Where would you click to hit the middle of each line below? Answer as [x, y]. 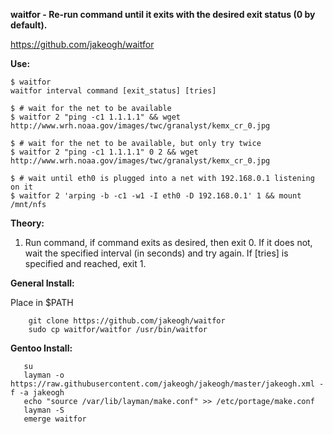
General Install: [42, 283]
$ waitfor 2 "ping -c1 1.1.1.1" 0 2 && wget [104, 152]
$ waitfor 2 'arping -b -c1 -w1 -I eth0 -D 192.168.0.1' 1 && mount [156, 196]
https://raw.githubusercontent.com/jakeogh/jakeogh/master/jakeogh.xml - [167, 384]
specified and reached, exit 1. [85, 263]
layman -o [44, 375]
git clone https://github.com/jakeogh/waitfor [127, 321]
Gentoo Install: [41, 348]
